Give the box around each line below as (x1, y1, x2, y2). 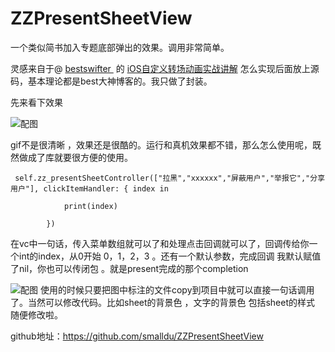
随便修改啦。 (10, 308, 63, 321)
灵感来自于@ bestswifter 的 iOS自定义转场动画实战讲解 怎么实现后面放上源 (10, 62, 320, 74)
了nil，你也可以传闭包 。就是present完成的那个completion (10, 262, 249, 274)
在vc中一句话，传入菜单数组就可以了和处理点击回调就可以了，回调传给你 (10, 237, 310, 249)
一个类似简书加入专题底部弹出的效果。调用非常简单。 (10, 41, 230, 53)
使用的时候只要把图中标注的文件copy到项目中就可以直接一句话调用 (39, 283, 315, 296)
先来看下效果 (10, 96, 63, 108)
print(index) (63, 201, 118, 211)
